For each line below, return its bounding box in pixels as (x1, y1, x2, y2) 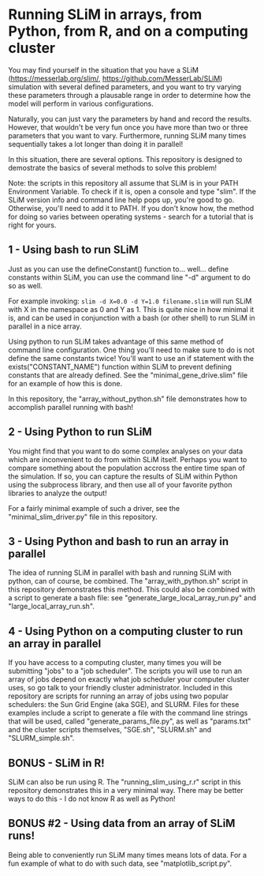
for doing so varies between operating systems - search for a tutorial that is (8, 212, 254, 221)
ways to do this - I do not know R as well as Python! (8, 794, 176, 803)
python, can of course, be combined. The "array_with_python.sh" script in (8, 577, 248, 586)
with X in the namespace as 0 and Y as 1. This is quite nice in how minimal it (8, 304, 255, 314)
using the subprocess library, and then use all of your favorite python (8, 479, 232, 489)
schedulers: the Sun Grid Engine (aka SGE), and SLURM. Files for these (8, 700, 240, 709)
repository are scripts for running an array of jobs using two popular (8, 691, 229, 701)
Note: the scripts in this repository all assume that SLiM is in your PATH (8, 178, 239, 187)
